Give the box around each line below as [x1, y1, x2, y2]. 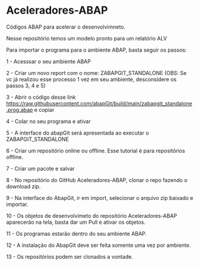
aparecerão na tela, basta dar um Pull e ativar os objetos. [6, 218, 146, 226]
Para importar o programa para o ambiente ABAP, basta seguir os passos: [6, 46, 187, 54]
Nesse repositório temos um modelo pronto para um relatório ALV [6, 35, 168, 42]
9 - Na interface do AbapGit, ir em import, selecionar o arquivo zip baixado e [6, 194, 194, 201]
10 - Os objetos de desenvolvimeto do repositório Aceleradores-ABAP [6, 212, 177, 219]
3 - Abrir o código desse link [6, 93, 76, 101]
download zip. [6, 183, 41, 190]
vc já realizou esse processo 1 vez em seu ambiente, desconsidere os [6, 76, 177, 83]
